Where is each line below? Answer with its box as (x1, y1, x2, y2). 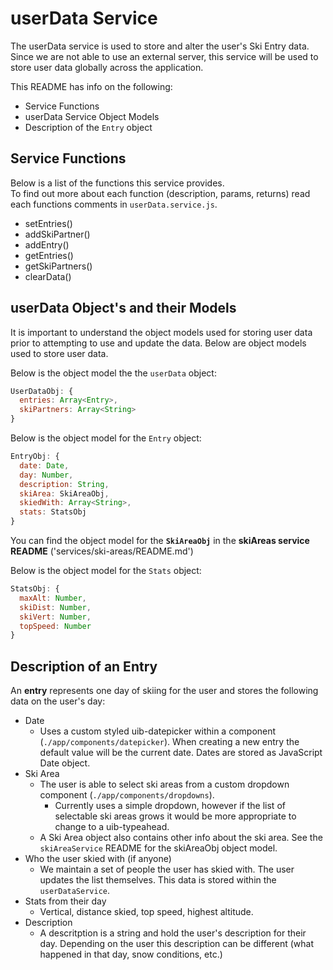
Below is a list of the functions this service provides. (10, 177, 225, 189)
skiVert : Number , (19, 612, 92, 622)
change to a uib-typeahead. (54, 821, 170, 833)
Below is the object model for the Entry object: (10, 432, 202, 444)
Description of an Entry (10, 658, 158, 675)
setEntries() (24, 217, 73, 229)
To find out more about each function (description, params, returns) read (10, 187, 311, 199)
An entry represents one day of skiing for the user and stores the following (10, 685, 319, 697)
